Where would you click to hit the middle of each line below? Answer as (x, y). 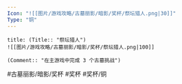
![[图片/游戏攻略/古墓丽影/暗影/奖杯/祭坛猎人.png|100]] (81, 47)
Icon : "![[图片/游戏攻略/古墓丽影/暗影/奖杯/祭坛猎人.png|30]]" (92, 13)
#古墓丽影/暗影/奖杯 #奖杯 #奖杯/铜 (57, 74)
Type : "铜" (22, 20)
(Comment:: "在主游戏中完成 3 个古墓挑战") (64, 60)
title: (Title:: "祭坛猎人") (47, 40)
